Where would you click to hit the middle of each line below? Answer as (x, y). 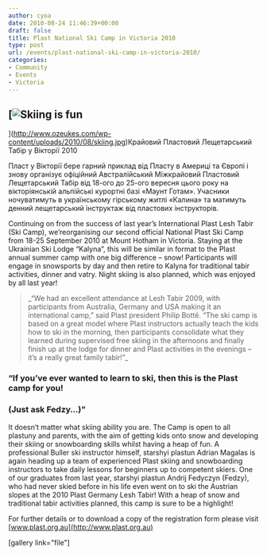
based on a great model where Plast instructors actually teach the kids (143, 324)
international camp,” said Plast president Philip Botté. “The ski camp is (143, 315)
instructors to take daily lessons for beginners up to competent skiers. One (130, 469)
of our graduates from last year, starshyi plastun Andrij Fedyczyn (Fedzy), (129, 478)
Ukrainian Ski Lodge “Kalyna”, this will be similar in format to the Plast (122, 249)
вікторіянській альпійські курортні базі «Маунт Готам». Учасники (119, 191)
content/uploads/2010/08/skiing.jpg (67, 142)
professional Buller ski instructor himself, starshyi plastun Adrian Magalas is (132, 452)
